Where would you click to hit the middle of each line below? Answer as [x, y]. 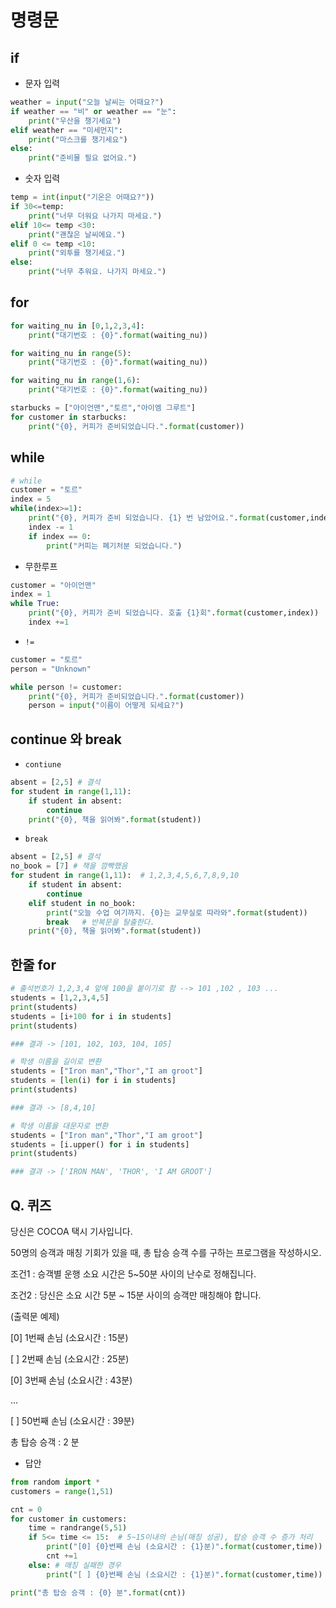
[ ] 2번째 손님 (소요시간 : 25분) [70, 1358]
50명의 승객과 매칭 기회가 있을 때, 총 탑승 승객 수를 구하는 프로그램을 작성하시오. [166, 1252]
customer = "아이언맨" [53, 585]
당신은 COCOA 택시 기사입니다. [71, 1231]
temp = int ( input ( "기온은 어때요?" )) [82, 197]
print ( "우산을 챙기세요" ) [75, 121]
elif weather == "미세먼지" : [66, 130]
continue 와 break [66, 739]
